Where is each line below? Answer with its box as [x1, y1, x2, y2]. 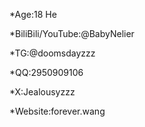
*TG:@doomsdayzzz [9, 47, 96, 59]
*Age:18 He [9, 9, 57, 20]
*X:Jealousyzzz [9, 86, 76, 98]
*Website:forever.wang [9, 105, 106, 117]
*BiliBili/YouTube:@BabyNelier [9, 28, 135, 39]
